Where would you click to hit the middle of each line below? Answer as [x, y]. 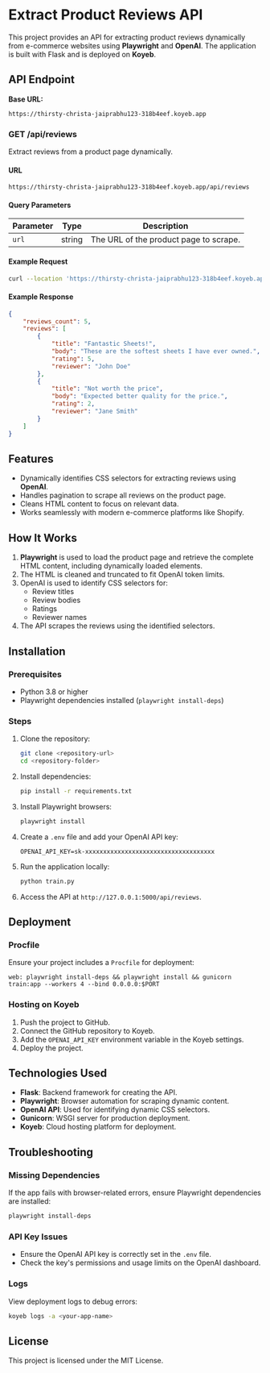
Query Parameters [40, 205]
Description [166, 226]
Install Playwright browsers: [66, 806]
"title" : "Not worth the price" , [107, 389]
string [72, 239]
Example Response [41, 297]
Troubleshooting [51, 1152]
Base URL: [26, 99]
